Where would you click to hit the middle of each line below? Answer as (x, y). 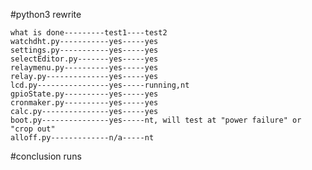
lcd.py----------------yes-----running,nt (100, 85)
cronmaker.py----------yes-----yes (84, 103)
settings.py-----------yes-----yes (84, 50)
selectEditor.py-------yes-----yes (84, 59)
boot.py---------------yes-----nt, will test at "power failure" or (156, 120)
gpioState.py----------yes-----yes (84, 94)
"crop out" (33, 129)
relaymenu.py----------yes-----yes (84, 68)
